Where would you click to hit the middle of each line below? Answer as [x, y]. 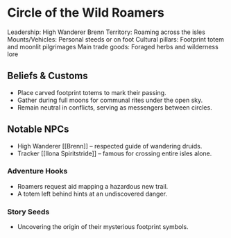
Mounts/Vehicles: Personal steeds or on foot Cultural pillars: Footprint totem [115, 39]
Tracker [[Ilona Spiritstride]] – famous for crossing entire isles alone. [114, 153]
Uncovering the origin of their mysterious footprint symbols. [103, 227]
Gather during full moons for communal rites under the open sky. [110, 100]
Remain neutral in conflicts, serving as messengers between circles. [115, 107]
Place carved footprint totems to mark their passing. [92, 92]
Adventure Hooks [37, 171]
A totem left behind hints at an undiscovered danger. [92, 194]
